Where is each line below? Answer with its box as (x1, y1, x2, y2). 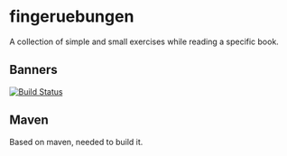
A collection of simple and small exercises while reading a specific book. (9, 36, 280, 47)
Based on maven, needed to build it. (9, 136, 143, 147)
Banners (9, 62, 59, 78)
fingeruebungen (9, 6, 134, 27)
